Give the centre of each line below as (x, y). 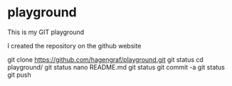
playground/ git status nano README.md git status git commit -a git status (116, 67)
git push (20, 75)
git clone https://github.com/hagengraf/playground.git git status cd (106, 59)
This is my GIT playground (46, 32)
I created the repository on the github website (74, 45)
